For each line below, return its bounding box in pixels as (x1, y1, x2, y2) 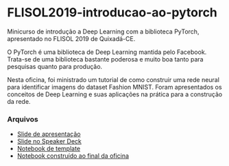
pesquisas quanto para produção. (7, 62, 103, 70)
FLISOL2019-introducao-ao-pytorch (7, 5, 218, 20)
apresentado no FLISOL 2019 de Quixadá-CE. (7, 34, 136, 42)
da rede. (7, 97, 31, 105)
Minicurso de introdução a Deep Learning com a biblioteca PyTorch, (7, 27, 200, 36)
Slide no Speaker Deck (16, 137, 82, 146)
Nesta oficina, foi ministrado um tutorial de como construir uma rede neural (7, 75, 219, 83)
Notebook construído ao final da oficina (16, 152, 129, 160)
